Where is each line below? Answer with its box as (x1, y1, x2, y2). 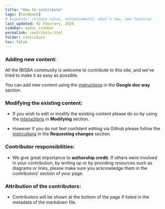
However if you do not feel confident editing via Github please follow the (12, 126, 160, 132)
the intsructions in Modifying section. (12, 116, 90, 122)
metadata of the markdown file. (12, 199, 77, 205)
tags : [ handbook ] (5, 12, 41, 17)
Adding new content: (5, 55, 57, 62)
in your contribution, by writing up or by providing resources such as (12, 159, 153, 166)
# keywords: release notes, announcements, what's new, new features (5, 16, 152, 21)
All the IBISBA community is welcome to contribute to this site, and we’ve (5, 67, 155, 73)
